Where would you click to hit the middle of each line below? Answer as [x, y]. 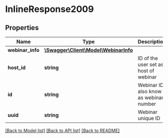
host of [146, 71]
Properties [22, 28]
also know [150, 91]
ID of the [148, 58]
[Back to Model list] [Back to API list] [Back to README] [62, 130]
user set [147, 64]
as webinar [151, 97]
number [147, 104]
